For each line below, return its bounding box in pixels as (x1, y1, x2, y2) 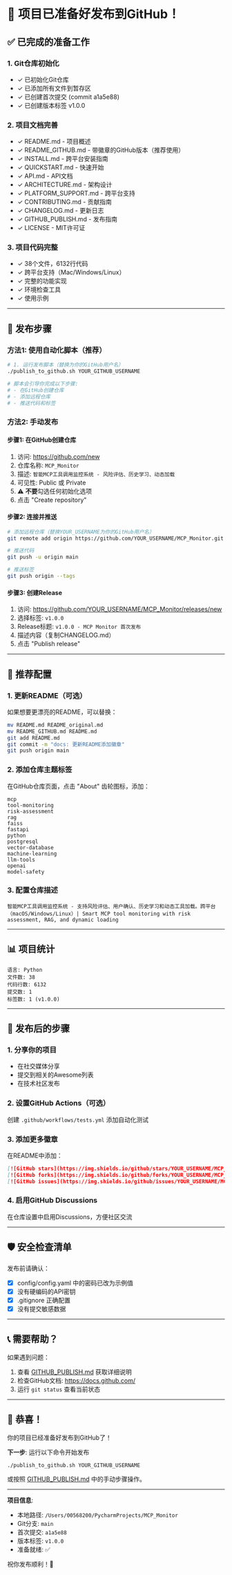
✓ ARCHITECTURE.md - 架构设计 (17, 180, 113, 189)
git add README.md (7, 734, 60, 742)
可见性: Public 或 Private (17, 478, 86, 487)
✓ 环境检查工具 (17, 285, 61, 294)
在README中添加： (7, 1151, 64, 1160)
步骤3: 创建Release (7, 588, 62, 596)
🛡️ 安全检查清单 (7, 1241, 72, 1253)
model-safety (7, 868, 45, 875)
